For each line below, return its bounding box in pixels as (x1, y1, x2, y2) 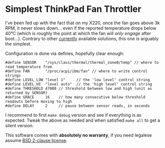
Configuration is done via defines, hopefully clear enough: (5, 50, 124, 56)
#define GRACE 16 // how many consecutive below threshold (5, 95, 146, 99)
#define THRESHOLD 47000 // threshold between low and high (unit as (5, 86, 153, 91)
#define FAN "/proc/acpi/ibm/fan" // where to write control (5, 68, 148, 74)
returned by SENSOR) (5, 90, 48, 95)
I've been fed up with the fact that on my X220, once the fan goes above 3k (5, 20, 160, 26)
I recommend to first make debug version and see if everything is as (5, 112, 142, 118)
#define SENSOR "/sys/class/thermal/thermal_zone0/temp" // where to (5, 60, 159, 65)
